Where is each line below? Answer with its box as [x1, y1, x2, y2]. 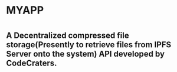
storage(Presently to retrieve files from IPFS [6, 40, 172, 50]
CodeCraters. [6, 58, 57, 68]
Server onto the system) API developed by [6, 49, 165, 59]
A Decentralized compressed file [6, 31, 129, 41]
